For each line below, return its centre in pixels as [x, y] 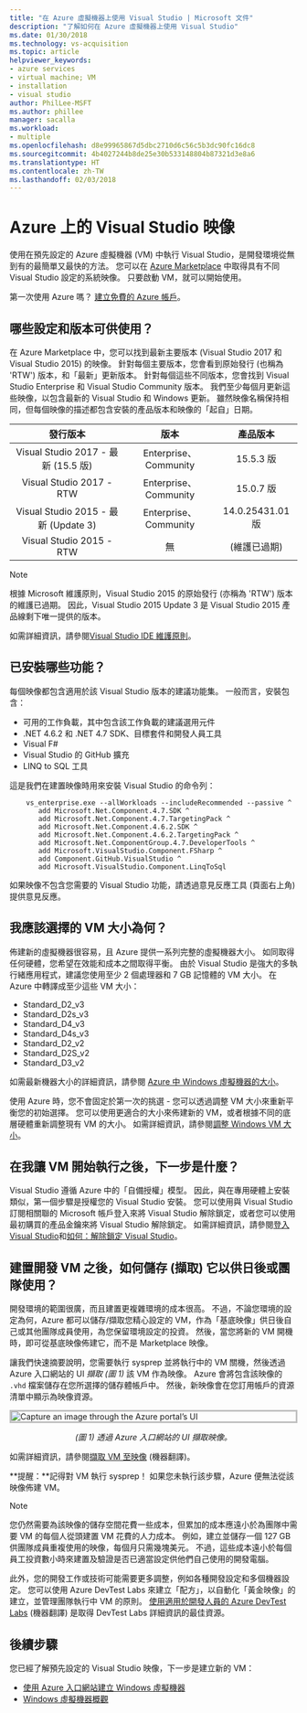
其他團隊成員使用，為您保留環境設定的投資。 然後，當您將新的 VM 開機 [159, 1332]
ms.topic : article [44, 52]
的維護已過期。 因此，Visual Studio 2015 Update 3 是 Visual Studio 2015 [145, 605]
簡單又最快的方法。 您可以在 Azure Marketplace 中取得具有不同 [160, 266]
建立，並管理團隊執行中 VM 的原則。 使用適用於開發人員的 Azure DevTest [148, 1601]
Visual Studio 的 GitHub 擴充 [76, 755]
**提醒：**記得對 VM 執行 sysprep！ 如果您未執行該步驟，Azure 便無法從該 [152, 1476]
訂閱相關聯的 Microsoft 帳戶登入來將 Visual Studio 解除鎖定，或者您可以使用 [153, 1214]
